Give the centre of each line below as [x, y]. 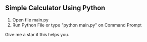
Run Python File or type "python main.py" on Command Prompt [77, 25]
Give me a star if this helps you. [37, 34]
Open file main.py [30, 20]
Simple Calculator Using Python [55, 8]
